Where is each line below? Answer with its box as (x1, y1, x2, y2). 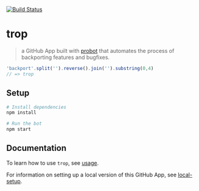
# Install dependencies (6, 104, 67, 110)
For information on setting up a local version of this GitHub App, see (6, 171, 177, 178)
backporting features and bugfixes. (21, 54, 110, 61)
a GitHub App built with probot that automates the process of (21, 47, 175, 54)
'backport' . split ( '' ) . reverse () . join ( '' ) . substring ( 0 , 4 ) (6, 65, 154, 71)
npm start (6, 127, 32, 133)
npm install (6, 109, 37, 116)
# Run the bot (6, 120, 43, 127)
